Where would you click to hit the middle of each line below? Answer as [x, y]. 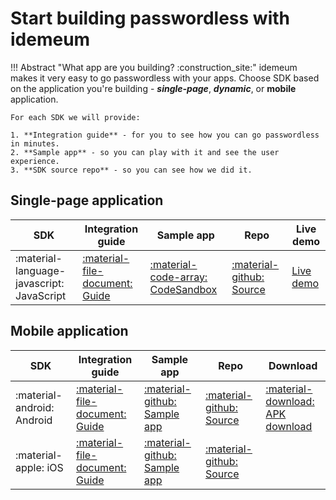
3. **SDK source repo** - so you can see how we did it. [131, 170]
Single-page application [87, 200]
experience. [35, 161]
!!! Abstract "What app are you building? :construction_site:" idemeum [154, 67]
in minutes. [35, 143]
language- [41, 270]
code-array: [178, 277]
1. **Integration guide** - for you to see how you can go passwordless [165, 135]
